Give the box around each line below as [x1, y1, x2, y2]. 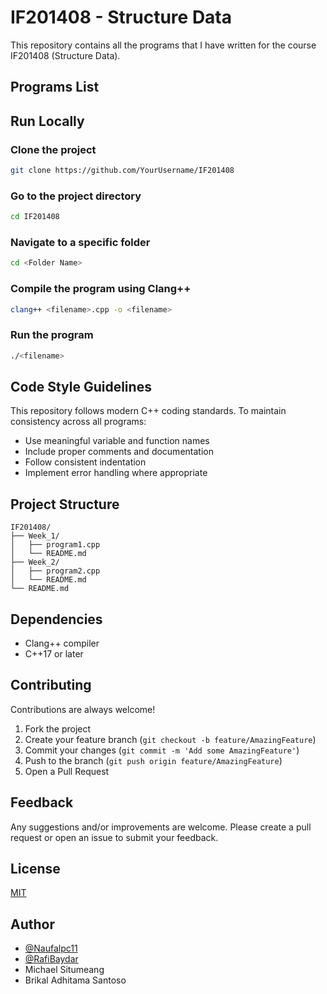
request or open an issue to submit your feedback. [10, 831, 219, 843]
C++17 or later [24, 648, 84, 660]
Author [10, 916, 55, 933]
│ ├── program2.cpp [10, 566, 101, 576]
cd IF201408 [10, 212, 60, 222]
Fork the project [24, 722, 92, 735]
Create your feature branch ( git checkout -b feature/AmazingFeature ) [24, 733, 317, 745]
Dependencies [10, 611, 103, 628]
